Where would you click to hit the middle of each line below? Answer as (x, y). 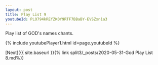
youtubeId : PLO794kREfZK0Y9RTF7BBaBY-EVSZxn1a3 (56, 19)
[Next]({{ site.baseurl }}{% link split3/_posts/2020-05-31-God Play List (79, 52)
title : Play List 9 (26, 14)
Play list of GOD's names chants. (39, 33)
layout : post (19, 10)
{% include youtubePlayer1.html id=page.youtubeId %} (63, 43)
